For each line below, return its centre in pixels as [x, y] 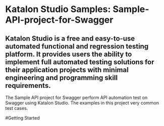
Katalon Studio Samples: [58, 9]
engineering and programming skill [61, 78]
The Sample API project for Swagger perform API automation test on [76, 97]
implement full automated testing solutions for [80, 62]
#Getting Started [22, 118]
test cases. [17, 108]
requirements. [28, 86]
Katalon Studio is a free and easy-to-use [70, 38]
